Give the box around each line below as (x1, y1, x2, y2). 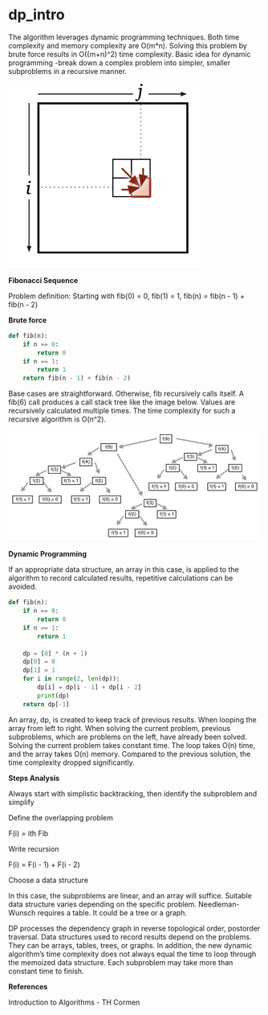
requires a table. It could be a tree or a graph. (37, 907, 187, 918)
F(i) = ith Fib (8, 828, 49, 838)
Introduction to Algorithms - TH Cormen (8, 997, 140, 1007)
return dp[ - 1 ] (22, 700, 70, 709)
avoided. (8, 581, 38, 592)
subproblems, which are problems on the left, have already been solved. (8, 732, 247, 742)
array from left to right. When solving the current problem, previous (8, 723, 231, 733)
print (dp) (37, 692, 70, 700)
